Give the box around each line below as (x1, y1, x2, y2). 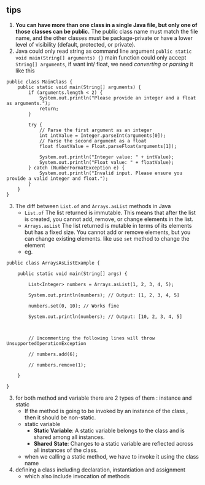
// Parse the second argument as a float (39, 138, 147, 144)
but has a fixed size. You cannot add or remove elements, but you (24, 228, 191, 236)
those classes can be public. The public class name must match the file (15, 28, 198, 35)
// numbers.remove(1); (28, 362, 87, 368)
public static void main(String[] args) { (17, 270, 128, 277)
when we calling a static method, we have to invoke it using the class (24, 452, 199, 460)
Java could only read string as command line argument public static (15, 47, 192, 55)
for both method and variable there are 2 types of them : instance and (15, 394, 192, 402)
